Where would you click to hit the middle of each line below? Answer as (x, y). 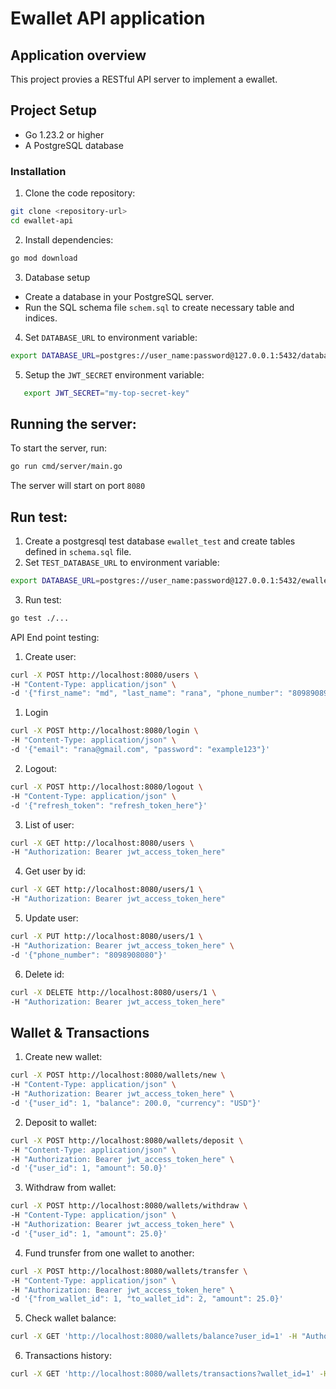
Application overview (78, 55)
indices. (41, 318)
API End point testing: (55, 637)
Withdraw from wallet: (70, 1188)
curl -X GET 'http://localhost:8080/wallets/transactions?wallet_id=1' (162, 1374)
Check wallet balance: (70, 1318)
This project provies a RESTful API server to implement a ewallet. (144, 79)
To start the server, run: (59, 448)
